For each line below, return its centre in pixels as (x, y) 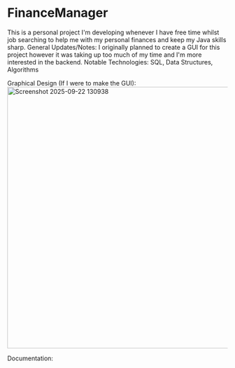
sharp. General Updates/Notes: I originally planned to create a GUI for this (114, 47)
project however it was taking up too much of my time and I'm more (105, 55)
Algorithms (23, 69)
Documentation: (30, 358)
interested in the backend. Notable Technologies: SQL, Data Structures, (110, 62)
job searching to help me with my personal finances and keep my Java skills (117, 39)
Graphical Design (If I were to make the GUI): (72, 83)
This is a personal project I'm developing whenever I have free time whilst (113, 32)
